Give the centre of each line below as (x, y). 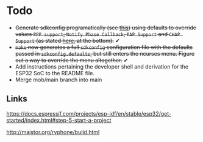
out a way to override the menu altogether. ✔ (72, 60)
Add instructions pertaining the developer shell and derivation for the (102, 66)
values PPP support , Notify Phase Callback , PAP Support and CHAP (98, 34)
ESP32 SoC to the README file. (55, 73)
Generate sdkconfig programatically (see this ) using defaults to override (106, 28)
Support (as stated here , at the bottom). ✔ (67, 40)
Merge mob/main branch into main (59, 80)
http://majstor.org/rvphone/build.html (53, 132)
